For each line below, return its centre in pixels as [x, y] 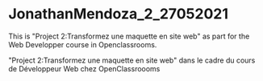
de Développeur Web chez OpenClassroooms [84, 68]
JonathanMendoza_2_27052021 [118, 14]
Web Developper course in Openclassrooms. [83, 44]
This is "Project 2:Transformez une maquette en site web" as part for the [129, 36]
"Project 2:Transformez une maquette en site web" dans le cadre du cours [132, 60]
